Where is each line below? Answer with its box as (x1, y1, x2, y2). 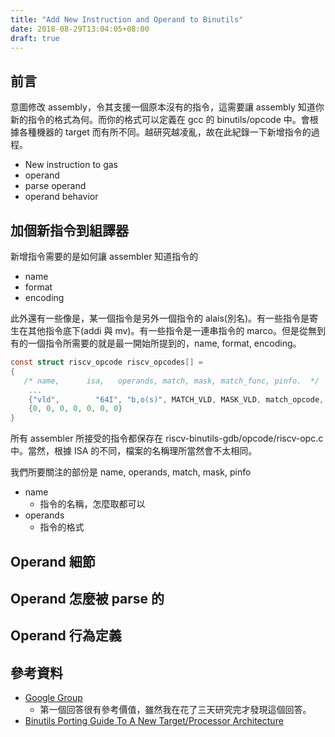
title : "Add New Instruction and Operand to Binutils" (10, 14, 244, 25)
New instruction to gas (24, 159, 119, 171)
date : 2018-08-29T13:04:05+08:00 (10, 24, 150, 34)
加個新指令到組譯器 (10, 222, 129, 239)
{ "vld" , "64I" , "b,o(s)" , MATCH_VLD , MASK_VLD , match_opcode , (28, 394, 325, 405)
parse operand (24, 180, 87, 192)
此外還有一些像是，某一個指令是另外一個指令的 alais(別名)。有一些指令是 (10, 312, 310, 324)
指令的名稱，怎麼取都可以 (39, 498, 146, 510)
